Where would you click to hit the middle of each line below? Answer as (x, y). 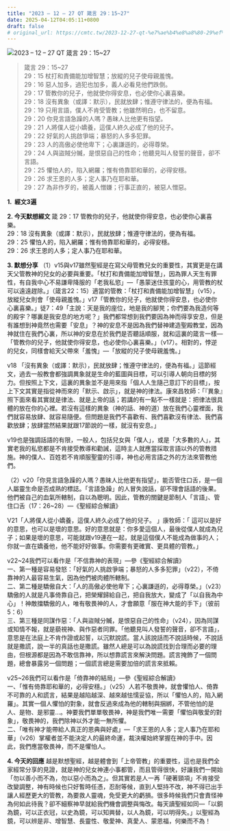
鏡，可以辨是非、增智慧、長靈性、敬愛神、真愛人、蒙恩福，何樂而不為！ (109, 821)
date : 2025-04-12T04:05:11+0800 (53, 20)
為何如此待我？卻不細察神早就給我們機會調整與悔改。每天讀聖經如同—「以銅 (115, 804)
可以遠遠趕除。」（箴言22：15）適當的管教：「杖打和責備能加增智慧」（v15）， (113, 291)
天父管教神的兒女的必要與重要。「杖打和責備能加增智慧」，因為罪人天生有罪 (112, 274)
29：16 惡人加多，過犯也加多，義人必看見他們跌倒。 (98, 85)
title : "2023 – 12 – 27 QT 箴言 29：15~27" (68, 13)
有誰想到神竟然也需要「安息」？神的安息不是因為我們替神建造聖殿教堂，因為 (115, 325)
